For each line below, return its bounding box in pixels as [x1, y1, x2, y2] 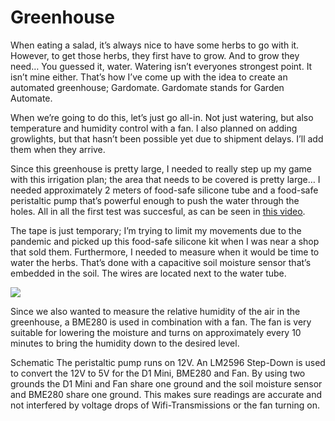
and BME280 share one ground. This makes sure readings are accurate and [10, 388, 323, 400]
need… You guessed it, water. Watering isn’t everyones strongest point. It [10, 60, 313, 72]
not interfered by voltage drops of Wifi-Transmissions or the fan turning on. [10, 399, 321, 411]
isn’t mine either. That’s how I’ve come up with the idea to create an [10, 71, 288, 83]
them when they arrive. [10, 143, 106, 155]
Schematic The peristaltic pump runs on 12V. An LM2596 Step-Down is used [10, 356, 326, 368]
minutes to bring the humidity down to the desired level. [10, 337, 240, 349]
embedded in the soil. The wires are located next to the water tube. [10, 267, 287, 279]
